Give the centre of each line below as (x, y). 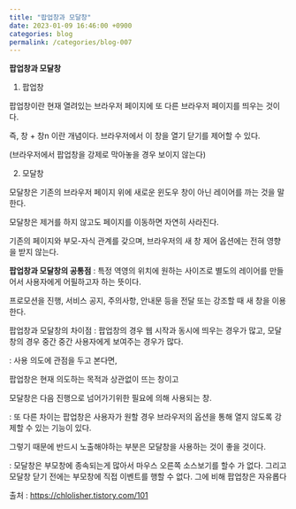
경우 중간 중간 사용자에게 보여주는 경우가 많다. (104, 342)
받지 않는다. (38, 252)
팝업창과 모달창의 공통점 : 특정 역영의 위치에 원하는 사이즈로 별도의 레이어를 (138, 271)
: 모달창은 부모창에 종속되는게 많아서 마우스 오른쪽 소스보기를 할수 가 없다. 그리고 (148, 466)
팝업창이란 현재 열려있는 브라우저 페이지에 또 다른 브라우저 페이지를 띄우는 (137, 106)
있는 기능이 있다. (63, 428)
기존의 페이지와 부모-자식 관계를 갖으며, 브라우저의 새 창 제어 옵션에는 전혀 (137, 241)
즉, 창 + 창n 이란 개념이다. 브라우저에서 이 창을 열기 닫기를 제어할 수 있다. (135, 136)
